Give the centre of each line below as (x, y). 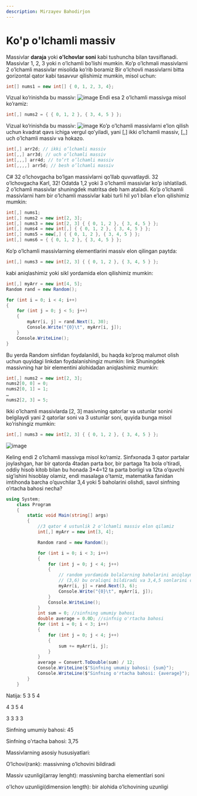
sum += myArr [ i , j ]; (84, 646)
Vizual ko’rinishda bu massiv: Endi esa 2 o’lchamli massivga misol (96, 98)
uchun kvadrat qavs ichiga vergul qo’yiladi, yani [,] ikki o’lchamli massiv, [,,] (97, 132)
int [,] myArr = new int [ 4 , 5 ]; (44, 284)
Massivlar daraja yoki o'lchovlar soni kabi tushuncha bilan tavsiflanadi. (92, 57)
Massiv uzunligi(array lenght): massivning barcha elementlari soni (86, 775)
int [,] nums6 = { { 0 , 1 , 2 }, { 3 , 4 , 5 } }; (64, 240)
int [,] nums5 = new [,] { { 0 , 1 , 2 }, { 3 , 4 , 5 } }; (73, 235)
